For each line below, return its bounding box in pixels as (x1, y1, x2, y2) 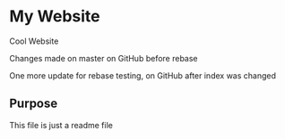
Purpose (9, 96, 58, 111)
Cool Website (9, 36, 59, 46)
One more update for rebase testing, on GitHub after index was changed (9, 69, 276, 81)
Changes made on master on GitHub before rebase (9, 53, 199, 63)
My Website (9, 6, 100, 27)
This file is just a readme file (9, 119, 114, 130)
